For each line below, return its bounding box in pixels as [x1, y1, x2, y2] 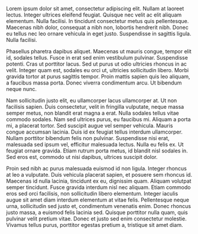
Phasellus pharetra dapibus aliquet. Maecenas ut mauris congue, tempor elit [6, 48, 192, 55]
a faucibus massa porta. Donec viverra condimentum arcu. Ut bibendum [6, 79, 182, 86]
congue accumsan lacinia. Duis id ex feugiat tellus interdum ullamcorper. [6, 128, 183, 135]
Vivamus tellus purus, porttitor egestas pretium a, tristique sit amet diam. [6, 222, 183, 228]
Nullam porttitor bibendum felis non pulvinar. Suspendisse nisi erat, [6, 135, 170, 141]
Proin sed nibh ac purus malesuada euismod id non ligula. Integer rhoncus [6, 165, 187, 172]
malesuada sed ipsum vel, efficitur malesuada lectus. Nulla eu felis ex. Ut [6, 141, 184, 148]
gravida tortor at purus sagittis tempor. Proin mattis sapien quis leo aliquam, [6, 73, 190, 80]
